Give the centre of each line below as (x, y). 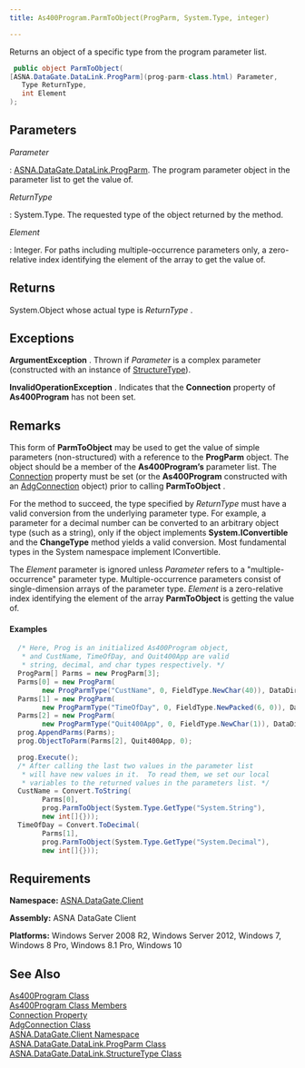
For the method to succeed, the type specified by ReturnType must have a (148, 504)
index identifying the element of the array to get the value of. (152, 259)
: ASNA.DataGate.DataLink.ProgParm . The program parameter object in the (150, 170)
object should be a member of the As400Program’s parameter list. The (143, 467)
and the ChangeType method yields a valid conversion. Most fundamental (148, 542)
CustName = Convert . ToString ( (74, 791)
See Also (35, 974)
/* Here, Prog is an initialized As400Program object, (123, 648)
